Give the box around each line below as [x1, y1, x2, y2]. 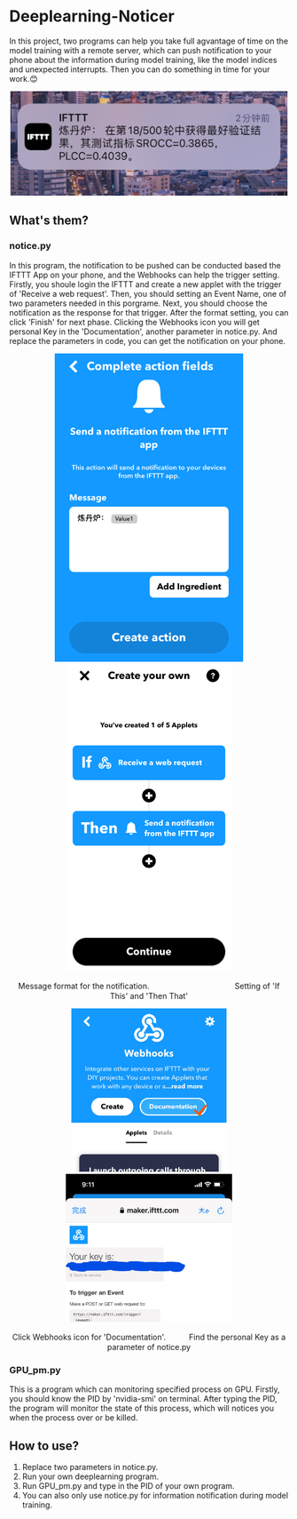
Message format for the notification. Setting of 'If [18, 980, 280, 992]
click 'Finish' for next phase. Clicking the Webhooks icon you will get [9, 316, 260, 327]
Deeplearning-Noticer [9, 6, 175, 27]
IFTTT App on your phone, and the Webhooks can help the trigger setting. [9, 269, 280, 280]
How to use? [9, 1438, 80, 1453]
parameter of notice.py [106, 1341, 191, 1352]
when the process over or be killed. [9, 1412, 138, 1423]
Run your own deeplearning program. [21, 1471, 160, 1482]
